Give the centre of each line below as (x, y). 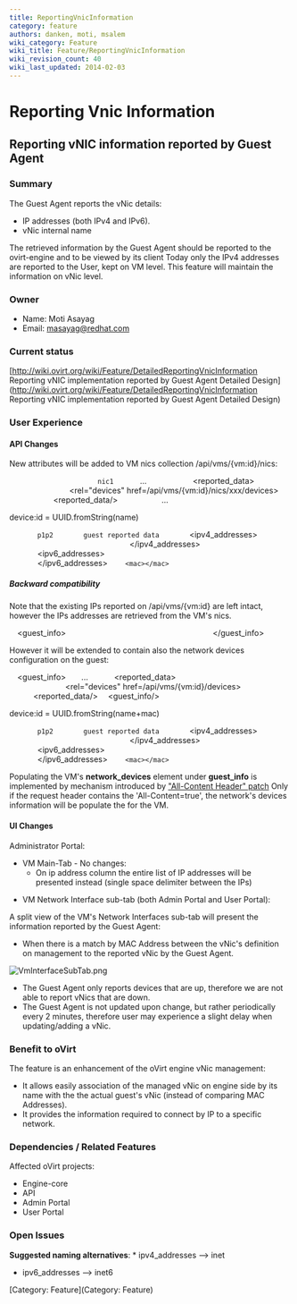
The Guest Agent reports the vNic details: (86, 203)
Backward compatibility (55, 584)
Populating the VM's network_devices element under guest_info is (133, 777)
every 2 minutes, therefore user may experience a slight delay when (147, 1016)
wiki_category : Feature (54, 42)
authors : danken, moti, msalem (67, 34)
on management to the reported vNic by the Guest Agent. (128, 953)
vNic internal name (57, 230)
